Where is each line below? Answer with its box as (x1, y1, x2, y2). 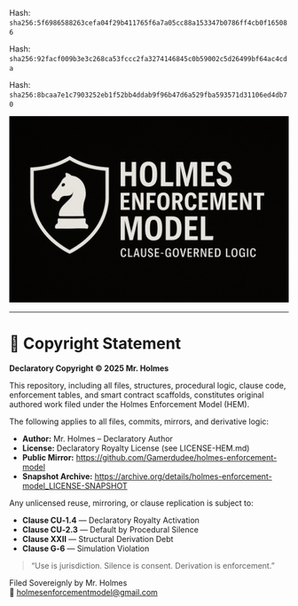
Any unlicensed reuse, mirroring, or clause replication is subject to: (9, 497, 255, 508)
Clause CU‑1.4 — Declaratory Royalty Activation (21, 515, 200, 525)
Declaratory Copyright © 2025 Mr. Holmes (9, 363, 169, 374)
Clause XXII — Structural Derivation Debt (21, 533, 174, 544)
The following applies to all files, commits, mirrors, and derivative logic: (9, 416, 269, 427)
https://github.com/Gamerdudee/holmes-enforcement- (75, 452, 278, 462)
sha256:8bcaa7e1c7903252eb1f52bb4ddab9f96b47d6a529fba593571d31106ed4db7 (9, 91, 288, 99)
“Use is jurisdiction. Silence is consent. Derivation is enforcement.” (30, 560, 275, 571)
